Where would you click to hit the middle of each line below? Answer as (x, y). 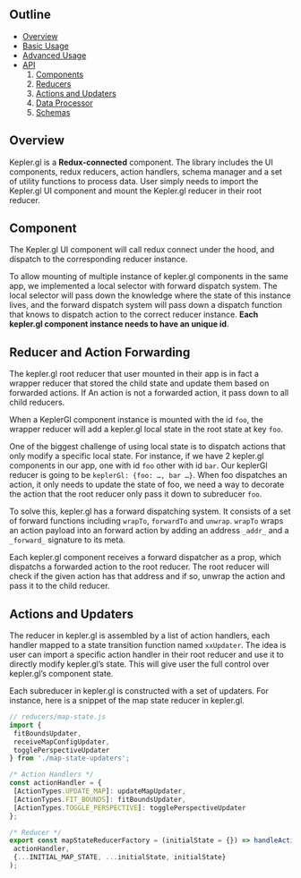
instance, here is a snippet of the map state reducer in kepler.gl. (127, 701)
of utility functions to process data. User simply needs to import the (134, 181)
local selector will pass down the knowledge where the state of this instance (150, 295)
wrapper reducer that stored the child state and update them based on (139, 383)
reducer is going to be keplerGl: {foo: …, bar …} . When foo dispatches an (148, 475)
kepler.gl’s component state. (61, 674)
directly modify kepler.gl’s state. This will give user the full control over (139, 664)
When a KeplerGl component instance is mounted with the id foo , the (137, 420)
